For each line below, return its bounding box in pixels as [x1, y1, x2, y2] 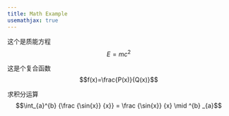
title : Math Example [7, 10, 69, 18]
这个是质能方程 [7, 37, 51, 46]
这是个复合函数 [7, 64, 51, 72]
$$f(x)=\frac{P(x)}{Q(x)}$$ [79, 75, 158, 84]
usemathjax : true [7, 17, 59, 24]
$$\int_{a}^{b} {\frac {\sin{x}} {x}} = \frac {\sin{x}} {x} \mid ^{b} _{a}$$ [15, 101, 223, 110]
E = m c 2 [106, 49, 131, 58]
